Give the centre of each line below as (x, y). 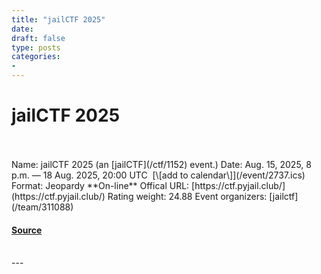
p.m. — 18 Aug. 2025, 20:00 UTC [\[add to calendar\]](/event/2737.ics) (158, 175)
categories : (36, 57)
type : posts (36, 47)
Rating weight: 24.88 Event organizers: (187, 196)
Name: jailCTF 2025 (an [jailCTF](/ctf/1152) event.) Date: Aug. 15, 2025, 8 (161, 164)
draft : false (38, 38)
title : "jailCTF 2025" (58, 19)
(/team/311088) (42, 207)
